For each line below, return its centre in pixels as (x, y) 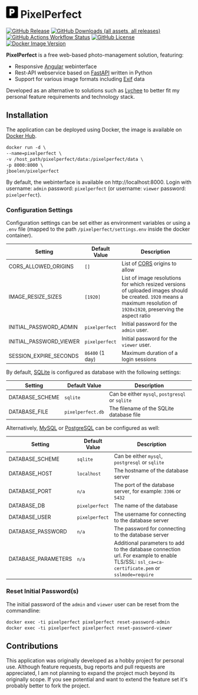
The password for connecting (150, 528)
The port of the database (144, 485)
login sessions (139, 359)
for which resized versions (154, 285)
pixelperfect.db (84, 412)
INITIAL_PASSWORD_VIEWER (44, 342)
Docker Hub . (22, 135)
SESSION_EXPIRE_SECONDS (44, 356)
